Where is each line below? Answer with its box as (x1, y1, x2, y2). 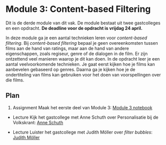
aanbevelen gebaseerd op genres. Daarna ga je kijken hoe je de (5, 66, 135, 72)
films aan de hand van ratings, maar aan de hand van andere (5, 45, 129, 51)
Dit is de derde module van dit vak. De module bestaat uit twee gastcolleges (5, 20, 161, 26)
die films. (5, 77, 24, 83)
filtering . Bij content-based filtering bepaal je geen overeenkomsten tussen (5, 40, 158, 46)
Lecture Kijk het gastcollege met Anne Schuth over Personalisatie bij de (12, 114, 159, 120)
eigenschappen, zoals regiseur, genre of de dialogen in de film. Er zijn (5, 51, 148, 57)
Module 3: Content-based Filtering (5, 3, 151, 15)
